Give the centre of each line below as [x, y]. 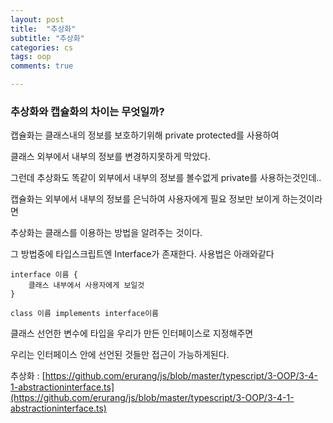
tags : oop [31, 57]
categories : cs [42, 47]
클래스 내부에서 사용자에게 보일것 [86, 286]
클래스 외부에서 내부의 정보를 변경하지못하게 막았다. [110, 157]
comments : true [42, 66]
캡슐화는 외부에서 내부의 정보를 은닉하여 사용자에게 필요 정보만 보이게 [145, 199]
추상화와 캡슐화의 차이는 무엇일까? [87, 111]
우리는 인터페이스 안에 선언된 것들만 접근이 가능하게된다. [120, 355]
